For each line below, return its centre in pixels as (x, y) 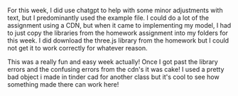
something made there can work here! (63, 84)
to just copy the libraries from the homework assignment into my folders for (118, 33)
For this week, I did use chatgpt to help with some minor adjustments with (115, 10)
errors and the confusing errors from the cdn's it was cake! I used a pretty (116, 69)
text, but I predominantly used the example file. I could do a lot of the (108, 18)
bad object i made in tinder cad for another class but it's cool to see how (113, 77)
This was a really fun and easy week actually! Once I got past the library (113, 62)
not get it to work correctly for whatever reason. (77, 48)
